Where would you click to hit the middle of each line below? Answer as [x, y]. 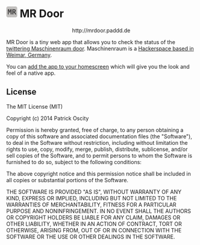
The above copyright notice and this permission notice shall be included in [98, 173]
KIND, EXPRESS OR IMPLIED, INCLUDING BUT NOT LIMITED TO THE [92, 198]
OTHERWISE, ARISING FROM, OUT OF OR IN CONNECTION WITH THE [94, 230]
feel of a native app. [31, 73]
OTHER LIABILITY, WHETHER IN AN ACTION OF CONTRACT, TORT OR [94, 224]
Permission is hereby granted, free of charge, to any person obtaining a [95, 130]
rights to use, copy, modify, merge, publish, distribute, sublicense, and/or [97, 149]
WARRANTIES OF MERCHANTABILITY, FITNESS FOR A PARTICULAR [91, 205]
